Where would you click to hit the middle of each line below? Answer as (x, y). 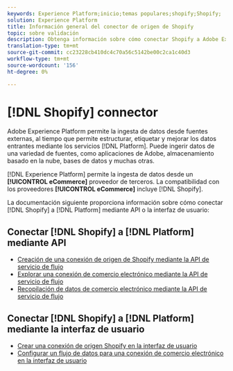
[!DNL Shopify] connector (83, 112)
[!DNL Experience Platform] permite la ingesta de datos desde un (100, 174)
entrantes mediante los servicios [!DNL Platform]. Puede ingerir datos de (111, 146)
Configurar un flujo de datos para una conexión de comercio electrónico (120, 353)
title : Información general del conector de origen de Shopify (101, 26)
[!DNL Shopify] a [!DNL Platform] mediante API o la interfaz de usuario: (109, 210)
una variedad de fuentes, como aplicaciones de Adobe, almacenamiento (111, 154)
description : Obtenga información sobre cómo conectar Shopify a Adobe (113, 40)
